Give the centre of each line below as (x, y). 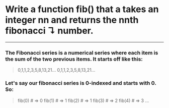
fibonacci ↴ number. (50, 31)
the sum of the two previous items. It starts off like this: (74, 59)
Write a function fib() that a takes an (82, 9)
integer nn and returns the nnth (72, 20)
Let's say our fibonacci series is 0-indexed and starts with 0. (81, 83)
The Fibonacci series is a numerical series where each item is (82, 52)
